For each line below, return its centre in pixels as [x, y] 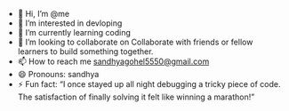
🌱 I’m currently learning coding [74, 32]
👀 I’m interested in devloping [70, 23]
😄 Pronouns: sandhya [58, 74]
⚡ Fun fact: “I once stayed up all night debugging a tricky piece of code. [149, 84]
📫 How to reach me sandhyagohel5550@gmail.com [113, 61]
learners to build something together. [85, 52]
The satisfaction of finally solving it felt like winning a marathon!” [136, 97]
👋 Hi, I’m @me [43, 14]
